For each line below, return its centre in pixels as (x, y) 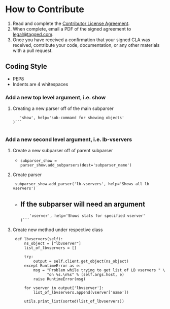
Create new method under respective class (58, 230)
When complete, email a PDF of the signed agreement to (72, 29)
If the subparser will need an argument (83, 204)
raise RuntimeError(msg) (59, 279)
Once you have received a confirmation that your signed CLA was (81, 40)
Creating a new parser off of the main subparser (63, 108)
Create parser (27, 175)
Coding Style (26, 66)
